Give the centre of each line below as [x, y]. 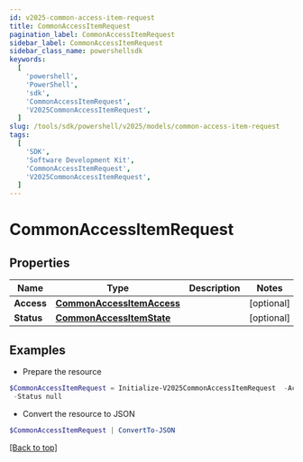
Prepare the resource [62, 371]
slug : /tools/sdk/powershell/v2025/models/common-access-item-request [145, 127]
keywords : [28, 59]
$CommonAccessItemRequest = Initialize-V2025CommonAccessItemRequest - [149, 388]
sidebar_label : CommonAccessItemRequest [87, 43]
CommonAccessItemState [113, 318]
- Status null [38, 396]
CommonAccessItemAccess [118, 303]
